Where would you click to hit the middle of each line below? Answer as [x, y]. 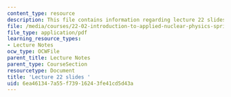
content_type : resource [41, 13]
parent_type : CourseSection [47, 64]
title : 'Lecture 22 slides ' [49, 77]
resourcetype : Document [41, 70]
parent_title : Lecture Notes [49, 58]
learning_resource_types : [44, 39]
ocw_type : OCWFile [33, 52]
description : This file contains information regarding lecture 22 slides [117, 20]
